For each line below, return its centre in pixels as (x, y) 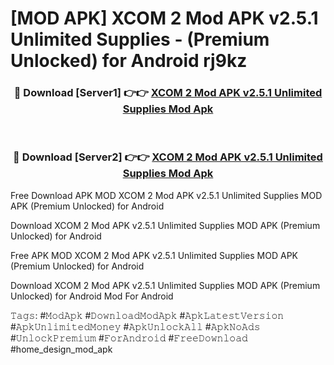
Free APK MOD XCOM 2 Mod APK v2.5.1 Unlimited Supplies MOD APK (154, 255)
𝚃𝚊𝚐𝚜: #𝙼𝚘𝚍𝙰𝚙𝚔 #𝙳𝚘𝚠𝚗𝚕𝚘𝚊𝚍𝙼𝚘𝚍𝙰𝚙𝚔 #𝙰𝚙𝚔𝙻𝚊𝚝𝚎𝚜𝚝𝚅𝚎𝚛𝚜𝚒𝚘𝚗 (147, 315)
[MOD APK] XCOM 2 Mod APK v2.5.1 (164, 18)
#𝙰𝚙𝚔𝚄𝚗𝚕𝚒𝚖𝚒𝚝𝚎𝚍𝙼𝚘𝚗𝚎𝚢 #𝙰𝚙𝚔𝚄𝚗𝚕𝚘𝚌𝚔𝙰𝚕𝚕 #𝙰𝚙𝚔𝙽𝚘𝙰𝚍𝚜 (135, 326)
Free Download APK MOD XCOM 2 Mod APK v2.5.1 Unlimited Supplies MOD (166, 195)
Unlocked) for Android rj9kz (129, 61)
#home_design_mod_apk (61, 349)
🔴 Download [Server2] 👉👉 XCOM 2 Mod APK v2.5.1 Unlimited (168, 157)
